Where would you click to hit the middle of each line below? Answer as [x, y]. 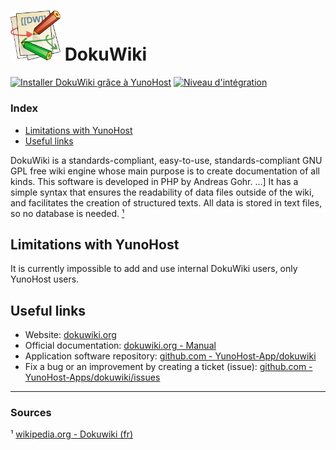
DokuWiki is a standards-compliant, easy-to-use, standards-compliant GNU [166, 160]
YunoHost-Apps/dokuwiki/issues [92, 377]
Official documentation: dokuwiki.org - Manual [120, 346]
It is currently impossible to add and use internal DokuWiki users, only [154, 269]
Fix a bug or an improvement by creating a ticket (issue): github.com [165, 367]
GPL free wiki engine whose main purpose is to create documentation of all [165, 171]
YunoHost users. [45, 279]
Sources [31, 413]
